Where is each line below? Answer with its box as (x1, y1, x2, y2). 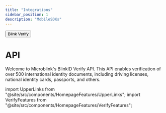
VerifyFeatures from (5, 97, 47, 103)
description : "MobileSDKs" (5, 17, 62, 22)
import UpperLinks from (5, 86, 55, 92)
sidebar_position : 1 (5, 12, 49, 17)
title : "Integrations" (5, 7, 53, 13)
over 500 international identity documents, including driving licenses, (5, 71, 149, 77)
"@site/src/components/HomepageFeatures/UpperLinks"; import (5, 91, 141, 98)
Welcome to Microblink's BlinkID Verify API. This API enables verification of (5, 66, 161, 72)
